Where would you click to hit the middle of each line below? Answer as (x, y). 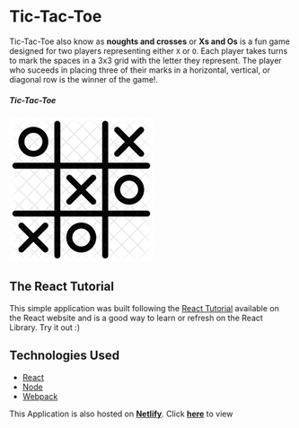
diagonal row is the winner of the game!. (84, 79)
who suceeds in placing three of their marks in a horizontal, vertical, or (140, 70)
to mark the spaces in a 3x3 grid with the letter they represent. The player (146, 60)
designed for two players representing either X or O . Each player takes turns (149, 50)
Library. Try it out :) (45, 327)
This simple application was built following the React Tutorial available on (145, 308)
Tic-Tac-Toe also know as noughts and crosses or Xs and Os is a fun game (149, 41)
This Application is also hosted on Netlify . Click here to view (121, 414)
